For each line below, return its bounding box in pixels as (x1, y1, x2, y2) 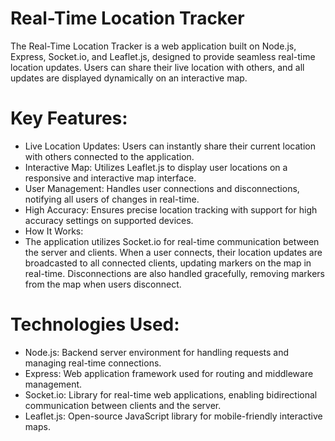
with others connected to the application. (24, 150, 195, 162)
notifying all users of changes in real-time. (24, 193, 200, 205)
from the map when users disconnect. (24, 278, 182, 290)
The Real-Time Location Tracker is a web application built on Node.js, (10, 40, 297, 52)
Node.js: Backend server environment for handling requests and (24, 346, 290, 358)
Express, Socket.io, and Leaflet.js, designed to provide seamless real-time (10, 50, 316, 62)
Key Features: (10, 107, 128, 130)
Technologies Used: (10, 313, 180, 336)
